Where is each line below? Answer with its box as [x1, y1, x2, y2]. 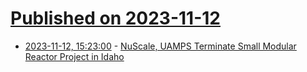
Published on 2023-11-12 [10, 7, 221, 30]
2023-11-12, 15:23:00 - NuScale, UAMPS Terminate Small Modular [24, 40, 297, 52]
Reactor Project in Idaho [24, 50, 125, 62]
